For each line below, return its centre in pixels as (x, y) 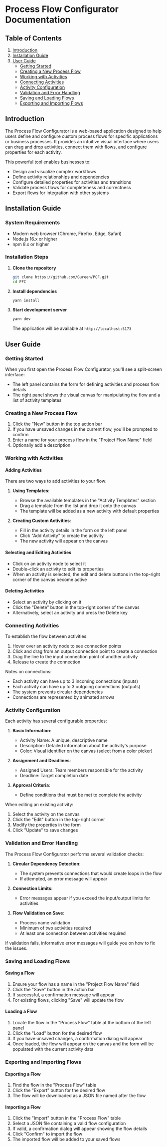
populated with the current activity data (53, 1049)
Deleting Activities (25, 591)
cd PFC (19, 282)
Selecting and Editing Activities (38, 552)
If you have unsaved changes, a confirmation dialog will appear (78, 1039)
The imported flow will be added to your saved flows (66, 1140)
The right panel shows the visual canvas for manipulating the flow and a (86, 395)
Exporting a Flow (23, 1074)
